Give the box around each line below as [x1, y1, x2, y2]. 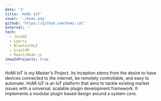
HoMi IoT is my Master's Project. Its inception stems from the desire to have [5, 70, 157, 76]
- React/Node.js [9, 52, 42, 57]
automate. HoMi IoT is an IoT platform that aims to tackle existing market [5, 81, 149, 86]
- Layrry [9, 39, 27, 44]
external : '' [5, 25, 32, 30]
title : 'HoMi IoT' [5, 12, 42, 17]
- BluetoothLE [9, 43, 38, 48]
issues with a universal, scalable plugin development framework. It [5, 85, 138, 91]
